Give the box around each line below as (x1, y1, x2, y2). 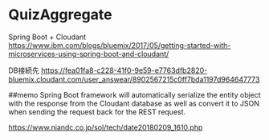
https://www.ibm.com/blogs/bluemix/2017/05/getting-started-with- (8, 40, 231, 50)
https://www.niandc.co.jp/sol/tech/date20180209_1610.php (8, 122, 203, 132)
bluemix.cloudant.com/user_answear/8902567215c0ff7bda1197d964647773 (8, 74, 260, 84)
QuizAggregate (8, 6, 112, 24)
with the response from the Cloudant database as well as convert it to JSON (8, 98, 259, 108)
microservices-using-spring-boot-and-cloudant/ (8, 49, 169, 58)
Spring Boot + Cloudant (8, 32, 87, 42)
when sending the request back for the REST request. (8, 106, 186, 117)
